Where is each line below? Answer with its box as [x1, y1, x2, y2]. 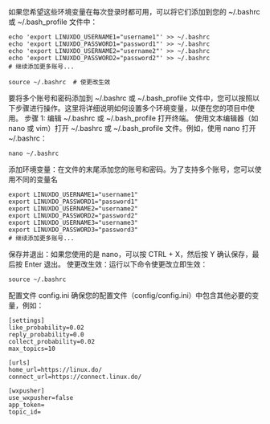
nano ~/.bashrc [8, 149, 59, 157]
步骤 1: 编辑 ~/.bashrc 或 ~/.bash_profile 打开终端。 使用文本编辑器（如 [23, 113, 259, 123]
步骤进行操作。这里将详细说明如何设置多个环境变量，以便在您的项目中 [14, 104, 247, 112]
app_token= [8, 401, 45, 409]
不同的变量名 [14, 175, 58, 184]
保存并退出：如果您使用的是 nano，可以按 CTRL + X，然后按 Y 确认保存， [8, 250, 252, 259]
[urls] [8, 359, 31, 367]
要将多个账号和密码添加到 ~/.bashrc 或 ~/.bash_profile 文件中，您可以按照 [8, 93, 253, 103]
